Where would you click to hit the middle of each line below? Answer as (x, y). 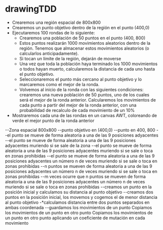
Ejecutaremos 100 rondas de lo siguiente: (53, 33)
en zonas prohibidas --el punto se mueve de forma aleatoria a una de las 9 (80, 156)
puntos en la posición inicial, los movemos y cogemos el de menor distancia (81, 197)
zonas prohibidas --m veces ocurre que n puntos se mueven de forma (75, 177)
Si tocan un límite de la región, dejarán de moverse (70, 58)
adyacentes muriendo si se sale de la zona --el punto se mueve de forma (78, 145)
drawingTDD (31, 9)
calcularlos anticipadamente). (49, 53)
